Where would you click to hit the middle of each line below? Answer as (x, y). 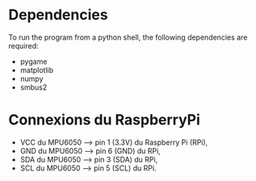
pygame (34, 61)
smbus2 (34, 87)
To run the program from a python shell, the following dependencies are (128, 37)
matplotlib (37, 69)
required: (23, 45)
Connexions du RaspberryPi (104, 120)
